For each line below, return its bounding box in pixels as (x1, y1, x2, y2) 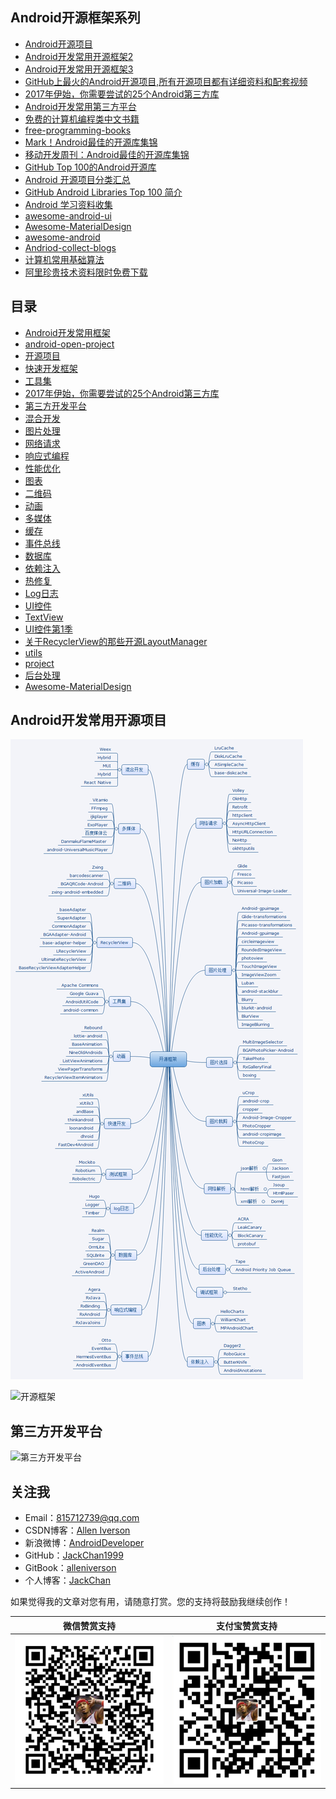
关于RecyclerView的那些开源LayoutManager (24, 635, 208, 647)
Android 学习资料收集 (24, 198, 113, 210)
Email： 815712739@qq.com (24, 1512, 140, 1524)
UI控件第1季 (24, 623, 73, 635)
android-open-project (24, 338, 115, 350)
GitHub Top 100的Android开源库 (24, 161, 157, 173)
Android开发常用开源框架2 (24, 50, 134, 62)
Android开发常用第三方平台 (24, 100, 137, 112)
